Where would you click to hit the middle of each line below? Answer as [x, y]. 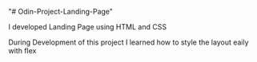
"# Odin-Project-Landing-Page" [61, 12]
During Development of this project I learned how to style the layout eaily [129, 42]
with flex [22, 50]
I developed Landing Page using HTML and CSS [87, 27]
